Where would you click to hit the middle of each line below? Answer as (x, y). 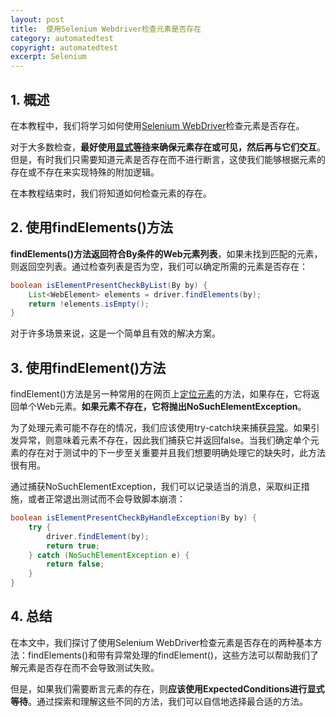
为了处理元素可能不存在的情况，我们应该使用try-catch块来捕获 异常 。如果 (161, 428)
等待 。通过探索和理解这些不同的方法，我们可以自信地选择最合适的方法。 (159, 701)
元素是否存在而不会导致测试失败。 (89, 667)
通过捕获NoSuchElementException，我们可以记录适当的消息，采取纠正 (156, 487)
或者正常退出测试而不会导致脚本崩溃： (106, 499)
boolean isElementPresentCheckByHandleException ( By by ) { (133, 518)
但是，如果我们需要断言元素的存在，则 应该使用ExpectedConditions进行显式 (167, 688)
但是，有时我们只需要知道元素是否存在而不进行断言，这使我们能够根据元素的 (168, 159)
